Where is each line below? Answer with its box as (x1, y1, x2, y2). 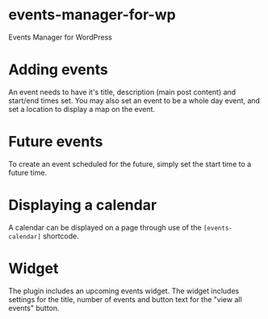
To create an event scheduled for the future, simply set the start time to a (8, 159, 252, 168)
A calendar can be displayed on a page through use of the (8, 222, 202, 232)
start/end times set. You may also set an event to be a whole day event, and (8, 95, 261, 106)
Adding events (8, 60, 109, 79)
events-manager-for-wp (8, 6, 176, 24)
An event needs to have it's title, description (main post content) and (8, 87, 237, 97)
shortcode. (43, 231, 79, 241)
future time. (8, 168, 47, 177)
